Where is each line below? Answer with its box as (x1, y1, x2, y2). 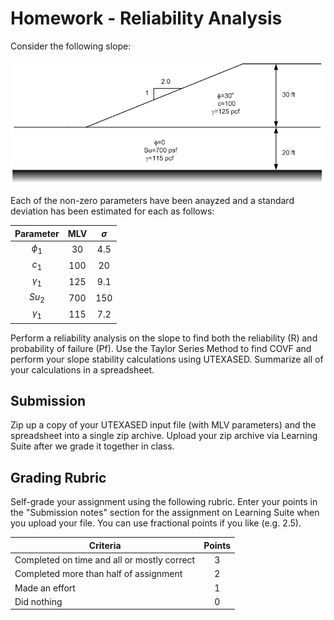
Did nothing (14, 595, 63, 607)
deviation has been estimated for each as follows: (10, 205, 215, 217)
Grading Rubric (10, 469, 107, 486)
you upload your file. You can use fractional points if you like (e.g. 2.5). (10, 517, 302, 529)
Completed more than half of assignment (14, 568, 183, 580)
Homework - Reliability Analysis (10, 7, 283, 30)
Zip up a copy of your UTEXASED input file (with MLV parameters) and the (10, 419, 317, 431)
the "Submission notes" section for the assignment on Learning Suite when (10, 507, 320, 519)
